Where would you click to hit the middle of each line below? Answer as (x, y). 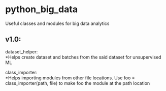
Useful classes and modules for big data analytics (57, 23)
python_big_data (41, 9)
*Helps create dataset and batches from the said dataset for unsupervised (83, 57)
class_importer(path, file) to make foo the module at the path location (78, 83)
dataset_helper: (22, 51)
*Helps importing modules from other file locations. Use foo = (70, 78)
